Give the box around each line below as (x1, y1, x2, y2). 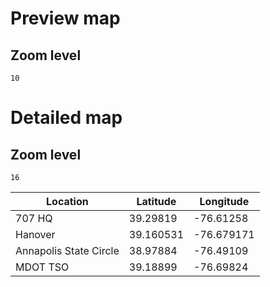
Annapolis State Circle (15, 244, 120, 257)
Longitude (199, 195, 250, 208)
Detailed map (10, 107, 123, 129)
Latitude (136, 195, 177, 208)
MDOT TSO (15, 260, 70, 274)
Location (46, 195, 89, 208)
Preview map (10, 7, 121, 30)
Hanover (15, 228, 56, 241)
